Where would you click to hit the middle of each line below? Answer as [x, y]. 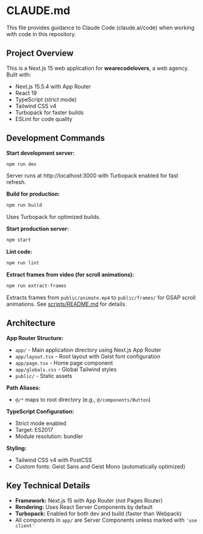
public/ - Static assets [44, 376]
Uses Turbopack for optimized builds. [54, 217]
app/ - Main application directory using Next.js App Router [88, 350]
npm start [19, 240]
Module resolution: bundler [49, 436]
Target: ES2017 [34, 429]
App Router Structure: [35, 338]
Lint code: [19, 252]
